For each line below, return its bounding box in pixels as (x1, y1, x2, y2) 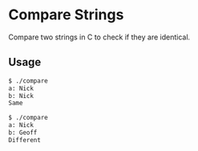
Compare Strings (8, 6, 124, 24)
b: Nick (8, 92, 34, 100)
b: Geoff (8, 129, 38, 137)
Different (8, 136, 42, 144)
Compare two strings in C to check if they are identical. (8, 32, 191, 42)
